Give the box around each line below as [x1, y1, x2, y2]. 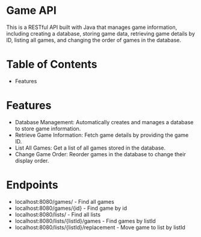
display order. [14, 157, 49, 164]
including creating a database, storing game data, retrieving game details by [6, 30, 196, 37]
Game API [6, 4, 57, 17]
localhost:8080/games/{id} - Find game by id [14, 204, 128, 212]
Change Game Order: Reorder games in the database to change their [14, 150, 187, 157]
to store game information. [14, 125, 81, 132]
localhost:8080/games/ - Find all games [14, 198, 114, 205]
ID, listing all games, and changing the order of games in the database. [6, 36, 182, 43]
